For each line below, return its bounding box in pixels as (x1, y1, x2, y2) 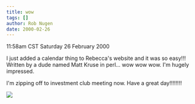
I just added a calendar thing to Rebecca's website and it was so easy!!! (6, 54, 186, 62)
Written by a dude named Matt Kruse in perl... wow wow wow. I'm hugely (6, 61, 190, 69)
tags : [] (6, 15, 29, 21)
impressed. (6, 68, 35, 75)
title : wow (6, 9, 34, 15)
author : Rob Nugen (6, 20, 53, 26)
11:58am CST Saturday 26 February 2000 (6, 43, 110, 50)
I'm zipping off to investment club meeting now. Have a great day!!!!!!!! (6, 80, 182, 87)
